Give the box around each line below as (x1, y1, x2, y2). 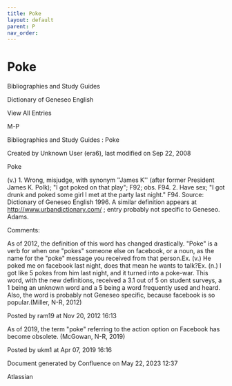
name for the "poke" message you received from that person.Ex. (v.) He (7, 254, 212, 263)
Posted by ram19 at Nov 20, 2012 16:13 (7, 312, 117, 320)
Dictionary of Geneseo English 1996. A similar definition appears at (7, 198, 197, 206)
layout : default (7, 17, 54, 24)
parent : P (7, 23, 36, 30)
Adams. (7, 212, 29, 221)
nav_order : (7, 29, 39, 37)
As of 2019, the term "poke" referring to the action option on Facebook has (7, 325, 220, 333)
